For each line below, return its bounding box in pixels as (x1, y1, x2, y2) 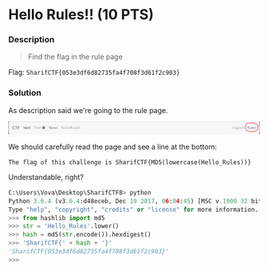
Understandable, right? (8, 172, 84, 182)
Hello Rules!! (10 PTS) (8, 6, 154, 24)
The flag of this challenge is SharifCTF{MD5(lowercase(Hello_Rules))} (8, 158, 251, 166)
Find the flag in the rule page (27, 52, 124, 61)
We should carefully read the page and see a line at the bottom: (8, 142, 217, 151)
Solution (8, 88, 42, 99)
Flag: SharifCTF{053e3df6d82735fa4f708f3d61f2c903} (8, 68, 180, 77)
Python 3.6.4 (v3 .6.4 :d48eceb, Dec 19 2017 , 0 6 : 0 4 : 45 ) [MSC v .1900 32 (8, 197, 248, 205)
